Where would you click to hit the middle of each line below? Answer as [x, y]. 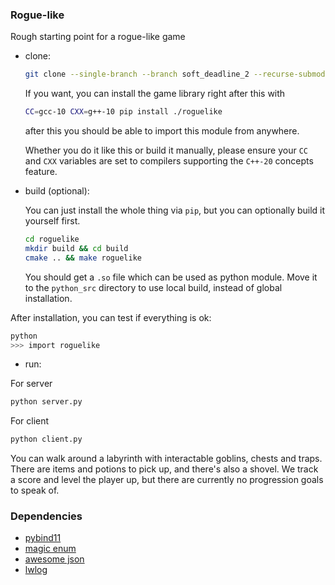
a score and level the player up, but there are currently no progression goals [167, 480]
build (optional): [57, 191]
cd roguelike [52, 239]
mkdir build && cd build [76, 248]
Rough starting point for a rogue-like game [98, 37]
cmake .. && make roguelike [83, 258]
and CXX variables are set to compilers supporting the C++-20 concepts [169, 161]
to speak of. [35, 490]
